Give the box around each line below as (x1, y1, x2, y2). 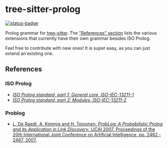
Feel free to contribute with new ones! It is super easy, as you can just (5, 45, 150, 51)
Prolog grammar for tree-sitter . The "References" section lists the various (5, 30, 157, 36)
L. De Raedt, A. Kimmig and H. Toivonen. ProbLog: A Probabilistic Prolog (12, 121, 163, 127)
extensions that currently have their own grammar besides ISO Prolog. (5, 35, 151, 41)
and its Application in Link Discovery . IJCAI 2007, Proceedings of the (12, 126, 155, 132)
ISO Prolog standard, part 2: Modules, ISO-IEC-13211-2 (12, 97, 127, 103)
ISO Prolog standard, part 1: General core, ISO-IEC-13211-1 (12, 92, 134, 98)
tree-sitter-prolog (5, 4, 80, 15)
